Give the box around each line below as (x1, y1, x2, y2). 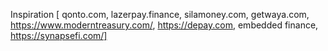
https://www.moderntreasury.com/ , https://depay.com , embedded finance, (10, 19, 319, 31)
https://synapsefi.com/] (10, 30, 108, 41)
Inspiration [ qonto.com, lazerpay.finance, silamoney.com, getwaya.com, (10, 9, 310, 20)
